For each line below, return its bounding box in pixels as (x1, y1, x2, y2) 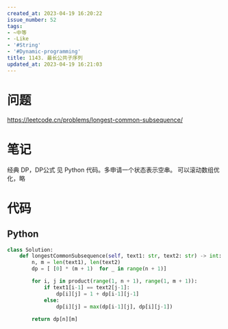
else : (43, 297, 60, 304)
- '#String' (7, 42, 41, 49)
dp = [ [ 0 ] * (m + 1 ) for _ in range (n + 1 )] (31, 265, 167, 272)
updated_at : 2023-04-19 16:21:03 (7, 61, 103, 68)
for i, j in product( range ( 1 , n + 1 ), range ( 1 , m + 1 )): (31, 278, 198, 285)
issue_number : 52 (7, 16, 57, 23)
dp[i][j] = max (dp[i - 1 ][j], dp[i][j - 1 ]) (55, 303, 173, 310)
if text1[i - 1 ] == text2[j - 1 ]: (43, 284, 130, 291)
